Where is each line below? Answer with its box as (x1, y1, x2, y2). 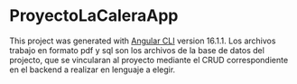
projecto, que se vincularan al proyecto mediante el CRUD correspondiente (9, 54, 289, 65)
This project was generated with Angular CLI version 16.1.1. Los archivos (9, 35, 276, 46)
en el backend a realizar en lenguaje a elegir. (9, 64, 176, 75)
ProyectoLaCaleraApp (9, 5, 179, 26)
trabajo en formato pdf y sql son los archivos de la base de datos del (9, 44, 265, 55)
